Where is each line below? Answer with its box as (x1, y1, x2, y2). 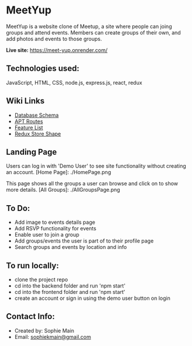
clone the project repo (14, 276, 68, 283)
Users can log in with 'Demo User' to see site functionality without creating (6, 162, 187, 169)
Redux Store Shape (14, 130, 61, 137)
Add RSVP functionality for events (14, 225, 96, 232)
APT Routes (14, 117, 43, 124)
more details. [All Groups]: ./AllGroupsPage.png (6, 186, 121, 193)
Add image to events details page (14, 219, 95, 226)
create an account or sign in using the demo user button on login (14, 295, 170, 302)
